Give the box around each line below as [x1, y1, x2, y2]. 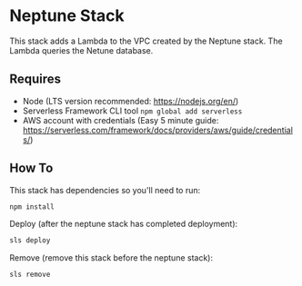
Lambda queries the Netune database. [9, 44, 154, 55]
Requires [9, 72, 62, 87]
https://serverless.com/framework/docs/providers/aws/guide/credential [22, 124, 294, 135]
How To [9, 161, 54, 176]
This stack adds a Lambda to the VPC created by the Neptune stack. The [9, 35, 284, 46]
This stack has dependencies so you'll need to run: [9, 184, 201, 195]
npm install [9, 202, 55, 212]
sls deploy [9, 236, 51, 245]
